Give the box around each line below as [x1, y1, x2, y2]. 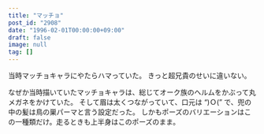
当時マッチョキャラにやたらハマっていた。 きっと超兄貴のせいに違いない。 [8, 71, 251, 80]
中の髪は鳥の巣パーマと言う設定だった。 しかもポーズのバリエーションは [8, 107, 244, 117]
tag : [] [8, 48, 34, 56]
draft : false [8, 33, 51, 42]
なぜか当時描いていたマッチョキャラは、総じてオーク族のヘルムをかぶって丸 [8, 87, 256, 97]
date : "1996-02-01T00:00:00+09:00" [8, 26, 125, 34]
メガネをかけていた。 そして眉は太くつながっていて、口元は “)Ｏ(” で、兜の [8, 98, 252, 106]
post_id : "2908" [8, 19, 61, 27]
